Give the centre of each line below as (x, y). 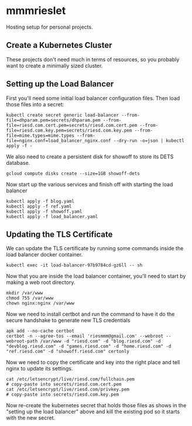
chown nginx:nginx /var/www (40, 303)
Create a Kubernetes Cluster (59, 45)
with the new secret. (31, 418)
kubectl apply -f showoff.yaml (44, 212)
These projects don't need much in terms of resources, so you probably (93, 59)
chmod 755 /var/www (30, 298)
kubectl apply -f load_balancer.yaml (52, 217)
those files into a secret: (35, 104)
